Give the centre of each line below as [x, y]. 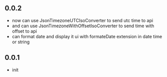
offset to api [24, 31]
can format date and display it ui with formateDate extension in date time [87, 36]
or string [21, 42]
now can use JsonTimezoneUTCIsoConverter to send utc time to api [82, 20]
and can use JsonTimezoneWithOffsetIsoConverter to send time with [83, 26]
